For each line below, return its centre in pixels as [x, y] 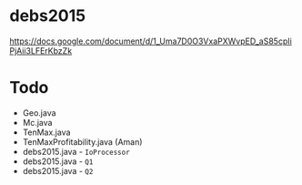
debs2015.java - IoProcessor [76, 151]
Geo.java [39, 113]
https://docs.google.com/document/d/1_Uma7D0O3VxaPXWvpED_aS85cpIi [151, 41]
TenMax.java [46, 132]
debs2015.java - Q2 [58, 170]
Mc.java [37, 122]
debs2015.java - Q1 [58, 161]
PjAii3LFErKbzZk [41, 50]
